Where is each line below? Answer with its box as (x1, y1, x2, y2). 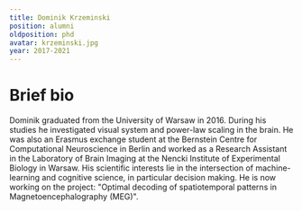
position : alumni (9, 22, 75, 31)
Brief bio (9, 85, 75, 106)
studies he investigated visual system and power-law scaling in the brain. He (9, 125, 294, 136)
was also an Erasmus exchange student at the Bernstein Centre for (9, 134, 258, 145)
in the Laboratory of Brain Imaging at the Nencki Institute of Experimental (9, 154, 281, 164)
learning (9, 172, 41, 183)
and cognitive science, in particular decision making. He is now (41, 172, 277, 183)
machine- (255, 163, 291, 173)
